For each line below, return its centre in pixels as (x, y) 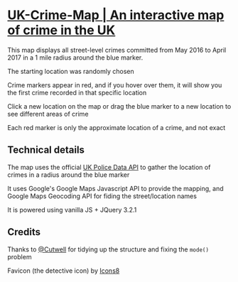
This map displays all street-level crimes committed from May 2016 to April (117, 50)
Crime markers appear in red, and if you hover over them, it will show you (115, 85)
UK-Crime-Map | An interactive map (116, 15)
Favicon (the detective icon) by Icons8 (64, 271)
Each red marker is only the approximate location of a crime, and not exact (117, 127)
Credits (24, 232)
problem (20, 256)
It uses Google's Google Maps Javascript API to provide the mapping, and (115, 188)
